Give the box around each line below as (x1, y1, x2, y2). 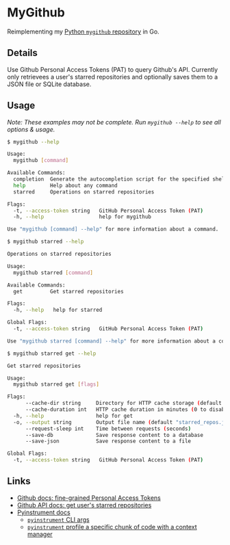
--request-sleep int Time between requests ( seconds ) (25, 425, 192, 432)
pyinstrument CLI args (27, 515, 90, 524)
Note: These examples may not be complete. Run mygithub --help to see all (7, 118, 221, 126)
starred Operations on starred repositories (13, 188, 155, 196)
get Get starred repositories (13, 288, 125, 295)
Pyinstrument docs (16, 508, 71, 516)
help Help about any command (13, 182, 118, 189)
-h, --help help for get (13, 412, 133, 419)
